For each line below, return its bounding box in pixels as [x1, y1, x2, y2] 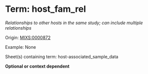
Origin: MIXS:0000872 [5, 35, 51, 40]
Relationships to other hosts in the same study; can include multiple [5, 20, 143, 26]
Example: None [5, 44, 36, 50]
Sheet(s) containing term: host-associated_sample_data [5, 53, 118, 60]
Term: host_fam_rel [5, 3, 86, 15]
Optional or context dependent [5, 63, 70, 69]
